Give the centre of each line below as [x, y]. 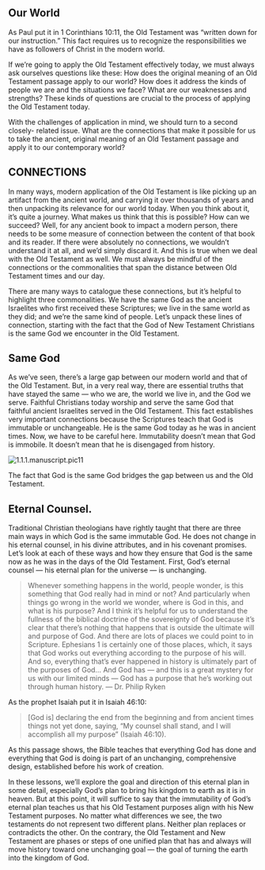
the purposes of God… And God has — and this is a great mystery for [140, 670]
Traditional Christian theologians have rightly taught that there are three [125, 528]
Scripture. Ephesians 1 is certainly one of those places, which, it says [140, 645]
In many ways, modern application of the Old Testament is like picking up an [132, 191]
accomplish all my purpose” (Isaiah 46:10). [97, 734]
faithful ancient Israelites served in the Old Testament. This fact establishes [131, 411]
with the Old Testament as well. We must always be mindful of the [115, 259]
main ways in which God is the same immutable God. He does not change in [132, 537]
